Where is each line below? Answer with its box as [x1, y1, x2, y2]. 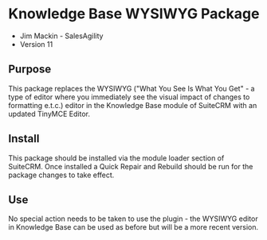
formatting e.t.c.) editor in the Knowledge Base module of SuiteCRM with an [8, 100, 257, 110]
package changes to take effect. [8, 170, 115, 180]
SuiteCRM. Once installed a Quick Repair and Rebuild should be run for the [8, 161, 253, 171]
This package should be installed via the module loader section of [8, 153, 225, 163]
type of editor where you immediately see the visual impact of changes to [8, 92, 250, 102]
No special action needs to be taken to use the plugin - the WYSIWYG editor [8, 214, 258, 223]
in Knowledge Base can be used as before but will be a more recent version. [8, 223, 259, 232]
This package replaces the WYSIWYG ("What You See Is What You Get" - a [8, 83, 255, 93]
